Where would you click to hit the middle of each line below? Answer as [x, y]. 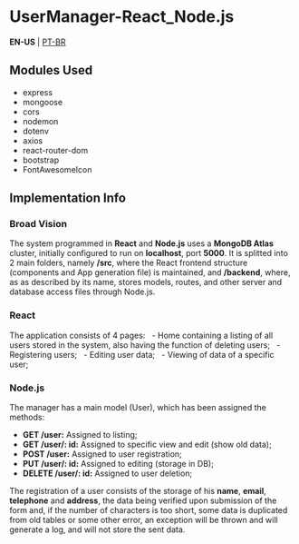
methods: [27, 417]
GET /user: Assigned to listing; [80, 435]
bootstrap [41, 160]
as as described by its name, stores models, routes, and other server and [146, 282]
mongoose [43, 102]
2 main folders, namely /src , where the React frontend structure [129, 263]
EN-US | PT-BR [38, 42]
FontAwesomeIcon [57, 169]
